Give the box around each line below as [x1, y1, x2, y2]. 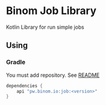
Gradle [6, 58, 26, 66]
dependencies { [6, 83, 43, 89]
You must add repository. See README [6, 72, 100, 79]
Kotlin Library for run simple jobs [6, 23, 84, 31]
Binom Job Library [6, 4, 97, 18]
